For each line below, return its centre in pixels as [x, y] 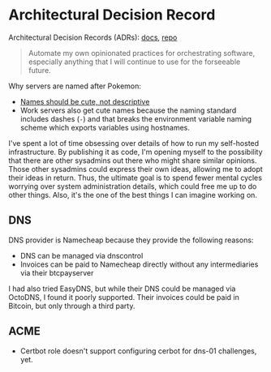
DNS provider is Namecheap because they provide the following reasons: [131, 240]
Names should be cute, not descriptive [85, 101]
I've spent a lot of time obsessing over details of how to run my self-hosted [134, 143]
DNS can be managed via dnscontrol [82, 255]
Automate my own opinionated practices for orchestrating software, [142, 53]
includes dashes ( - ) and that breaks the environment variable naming [136, 118]
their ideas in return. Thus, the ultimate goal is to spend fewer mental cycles [135, 177]
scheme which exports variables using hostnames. [105, 127]
